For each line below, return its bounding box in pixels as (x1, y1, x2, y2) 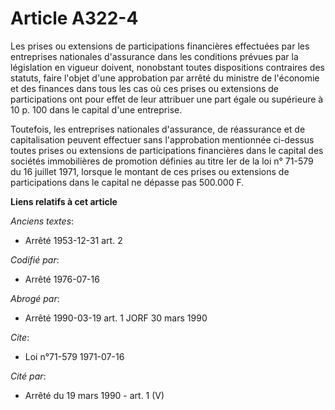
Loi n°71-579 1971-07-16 (24, 350, 125, 362)
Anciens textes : (10, 215, 75, 227)
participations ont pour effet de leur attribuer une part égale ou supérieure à (10, 93, 324, 105)
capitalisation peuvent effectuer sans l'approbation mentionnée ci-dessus (10, 133, 315, 146)
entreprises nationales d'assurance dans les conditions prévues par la (10, 50, 299, 62)
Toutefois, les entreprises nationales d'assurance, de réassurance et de (10, 123, 306, 135)
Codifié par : (10, 253, 60, 266)
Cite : (10, 331, 30, 343)
